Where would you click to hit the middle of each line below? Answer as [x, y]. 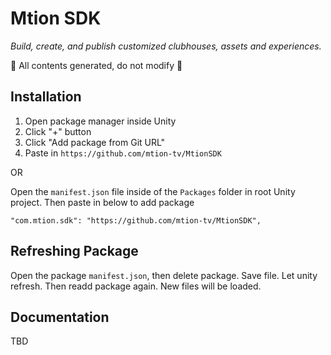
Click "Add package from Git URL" [95, 142]
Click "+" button [58, 131]
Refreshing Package [74, 251]
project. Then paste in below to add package [102, 202]
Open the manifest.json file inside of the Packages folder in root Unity [153, 191]
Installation [46, 97]
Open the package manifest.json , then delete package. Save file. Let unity [164, 275]
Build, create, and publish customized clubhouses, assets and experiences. [166, 46]
